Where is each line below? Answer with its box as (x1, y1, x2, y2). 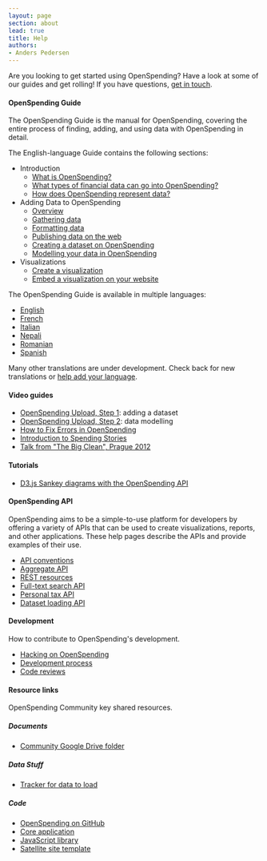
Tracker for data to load (19, 780, 98, 790)
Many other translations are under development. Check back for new (8, 364, 236, 373)
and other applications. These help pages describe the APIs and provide (8, 531, 246, 541)
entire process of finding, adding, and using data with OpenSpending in (8, 124, 244, 134)
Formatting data (31, 223, 85, 233)
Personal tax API (19, 589, 74, 599)
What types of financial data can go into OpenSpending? (31, 181, 219, 191)
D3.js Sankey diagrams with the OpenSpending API (19, 478, 189, 488)
